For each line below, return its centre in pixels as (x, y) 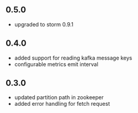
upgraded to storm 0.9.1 (44, 24)
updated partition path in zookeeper (59, 97)
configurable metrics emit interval (56, 64)
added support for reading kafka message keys (73, 58)
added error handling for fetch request (62, 104)
